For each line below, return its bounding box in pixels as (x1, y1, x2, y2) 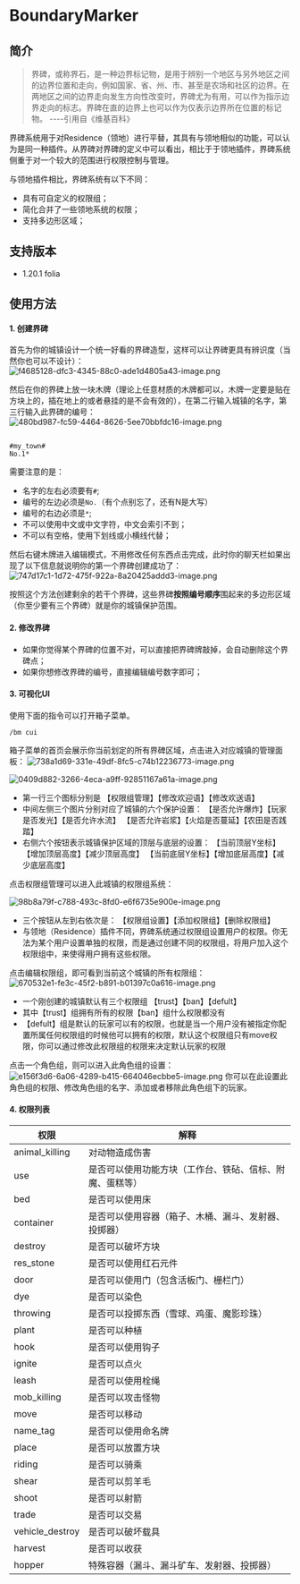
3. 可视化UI (9, 688, 51, 699)
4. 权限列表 (9, 1104, 51, 1115)
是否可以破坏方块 (87, 1240, 161, 1253)
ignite (13, 1358, 37, 1370)
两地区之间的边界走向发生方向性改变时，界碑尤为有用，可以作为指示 (30, 91, 282, 101)
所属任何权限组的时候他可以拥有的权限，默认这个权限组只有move (29, 1029, 270, 1040)
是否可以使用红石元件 (87, 1257, 179, 1270)
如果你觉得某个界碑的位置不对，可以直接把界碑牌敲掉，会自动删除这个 (21, 643, 281, 654)
